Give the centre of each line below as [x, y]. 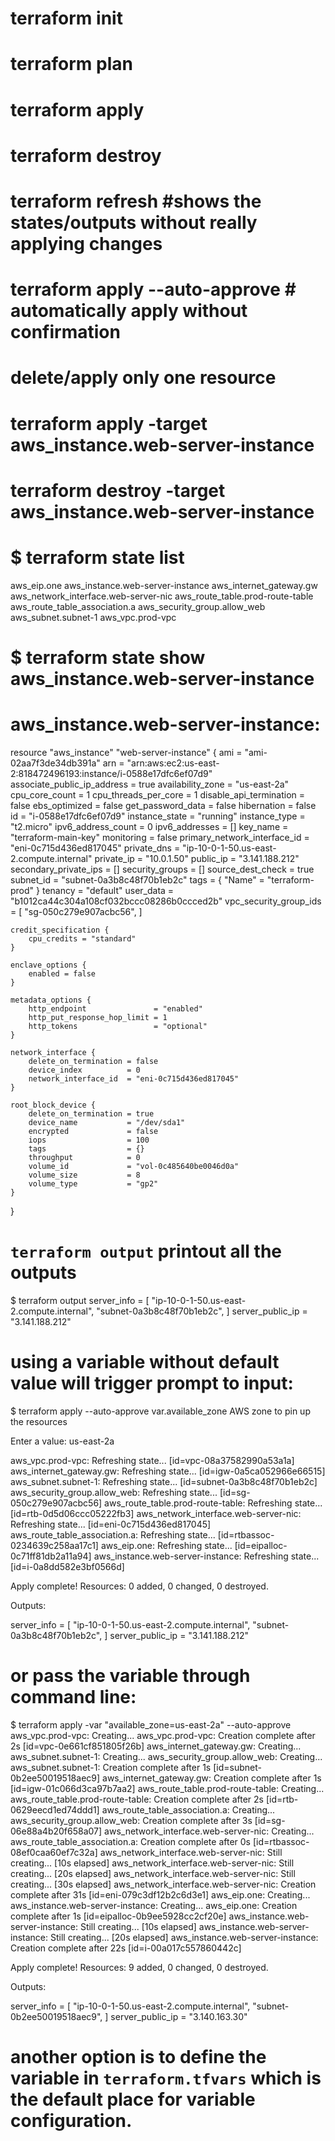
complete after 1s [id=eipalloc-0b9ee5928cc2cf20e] [118, 1916]
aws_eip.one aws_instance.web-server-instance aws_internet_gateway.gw [164, 585]
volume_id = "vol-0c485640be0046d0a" [134, 1166]
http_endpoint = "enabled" [115, 1008]
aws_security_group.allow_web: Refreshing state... [114, 1492]
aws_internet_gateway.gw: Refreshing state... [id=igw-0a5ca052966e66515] [168, 1471]
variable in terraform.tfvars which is [166, 2078]
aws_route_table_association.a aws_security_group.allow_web [138, 606]
